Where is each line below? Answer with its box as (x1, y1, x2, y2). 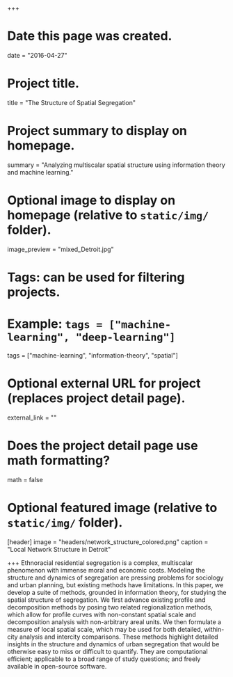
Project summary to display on (7, 123, 188, 139)
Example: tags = (7, 316, 103, 332)
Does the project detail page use (7, 438, 198, 453)
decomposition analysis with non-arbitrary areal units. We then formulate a (7, 617, 221, 626)
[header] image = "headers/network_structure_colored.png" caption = (7, 537, 209, 546)
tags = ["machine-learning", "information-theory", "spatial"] (7, 351, 179, 359)
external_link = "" (7, 413, 57, 422)
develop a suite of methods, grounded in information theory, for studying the (7, 588, 227, 596)
